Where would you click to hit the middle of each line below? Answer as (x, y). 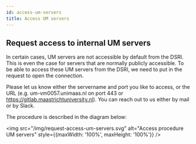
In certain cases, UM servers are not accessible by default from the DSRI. (95, 57)
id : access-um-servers (34, 12)
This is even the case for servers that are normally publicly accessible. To (95, 63)
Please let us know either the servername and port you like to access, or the (98, 87)
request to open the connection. (45, 76)
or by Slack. (21, 106)
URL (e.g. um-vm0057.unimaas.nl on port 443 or (65, 93)
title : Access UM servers (38, 18)
